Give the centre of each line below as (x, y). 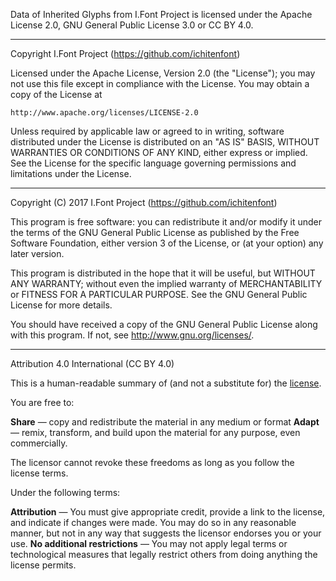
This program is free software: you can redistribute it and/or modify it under (166, 222)
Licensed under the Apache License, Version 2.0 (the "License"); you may (163, 73)
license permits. (43, 565)
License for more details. (61, 305)
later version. (37, 253)
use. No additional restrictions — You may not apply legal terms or (149, 543)
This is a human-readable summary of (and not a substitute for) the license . (166, 383)
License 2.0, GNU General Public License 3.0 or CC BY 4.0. (132, 25)
